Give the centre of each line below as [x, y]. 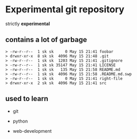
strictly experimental [28, 24]
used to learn [27, 99]
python [20, 121]
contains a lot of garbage [46, 40]
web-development [32, 131]
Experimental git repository [65, 9]
